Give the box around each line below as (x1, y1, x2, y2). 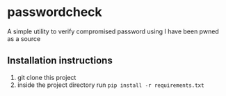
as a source (7, 34, 41, 42)
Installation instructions (7, 55, 113, 67)
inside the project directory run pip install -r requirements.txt (17, 81, 204, 89)
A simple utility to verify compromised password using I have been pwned (7, 27, 219, 35)
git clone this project (17, 73, 76, 81)
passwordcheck (7, 4, 102, 20)
